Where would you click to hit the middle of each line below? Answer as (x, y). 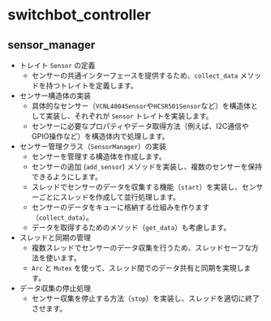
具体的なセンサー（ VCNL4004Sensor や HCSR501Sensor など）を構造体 (141, 106)
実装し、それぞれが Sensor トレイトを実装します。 (129, 116)
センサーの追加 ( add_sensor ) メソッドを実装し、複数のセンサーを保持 (147, 167)
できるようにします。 (67, 177)
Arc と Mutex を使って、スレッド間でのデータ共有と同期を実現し (138, 268)
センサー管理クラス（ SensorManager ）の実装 (93, 146)
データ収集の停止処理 (55, 288)
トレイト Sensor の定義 (57, 65)
